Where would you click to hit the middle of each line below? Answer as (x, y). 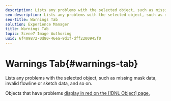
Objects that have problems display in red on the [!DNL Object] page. (78, 93)
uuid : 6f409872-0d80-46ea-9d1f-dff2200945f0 (53, 39)
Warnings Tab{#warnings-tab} (72, 64)
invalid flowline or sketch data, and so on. (49, 83)
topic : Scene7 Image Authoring (38, 34)
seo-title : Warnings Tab (32, 19)
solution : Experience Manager (37, 24)
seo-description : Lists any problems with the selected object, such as (84, 15)
